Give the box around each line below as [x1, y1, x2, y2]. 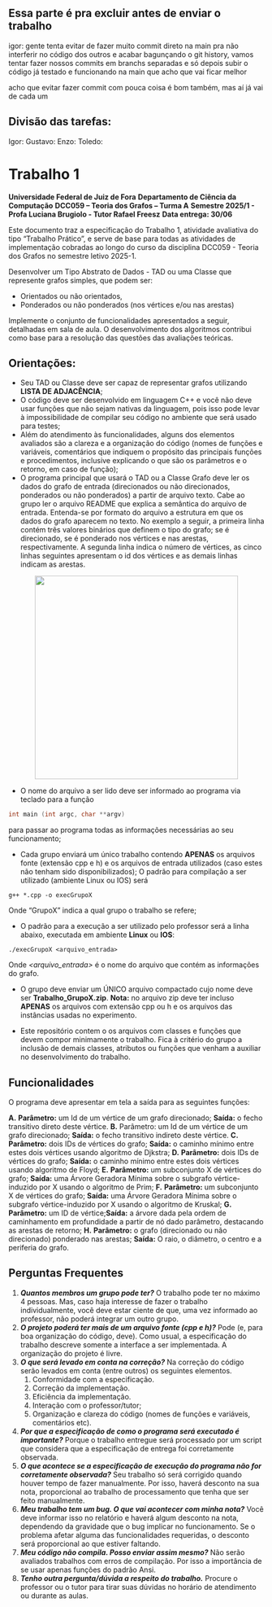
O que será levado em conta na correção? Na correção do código [19, 1357, 245, 1367]
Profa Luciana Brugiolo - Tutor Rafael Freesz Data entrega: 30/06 [8, 209, 233, 219]
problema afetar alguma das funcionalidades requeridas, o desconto [19, 1530, 250, 1539]
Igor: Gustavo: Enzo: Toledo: [8, 136, 103, 146]
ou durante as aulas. [19, 1591, 89, 1600]
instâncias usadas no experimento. [19, 1010, 137, 1020]
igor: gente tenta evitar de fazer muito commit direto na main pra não [8, 41, 240, 50]
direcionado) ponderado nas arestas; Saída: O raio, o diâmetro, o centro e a [8, 1234, 262, 1244]
